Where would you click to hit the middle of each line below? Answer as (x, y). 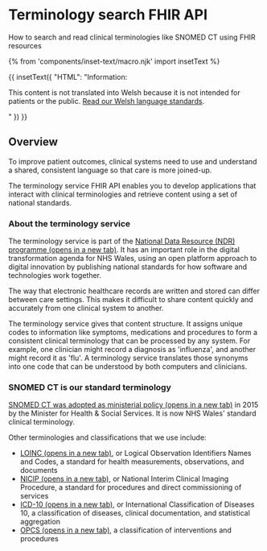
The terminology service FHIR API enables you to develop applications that (132, 185)
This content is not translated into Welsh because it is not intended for (124, 92)
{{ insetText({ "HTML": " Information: (68, 77)
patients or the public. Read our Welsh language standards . (107, 101)
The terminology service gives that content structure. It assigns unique (125, 324)
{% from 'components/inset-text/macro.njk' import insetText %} (114, 61)
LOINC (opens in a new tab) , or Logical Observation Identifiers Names (136, 454)
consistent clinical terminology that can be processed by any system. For (129, 341)
